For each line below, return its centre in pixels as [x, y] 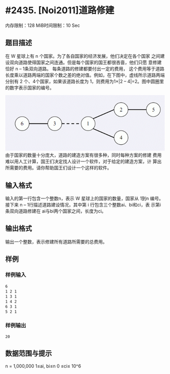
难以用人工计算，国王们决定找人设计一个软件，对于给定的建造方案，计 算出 [83, 161]
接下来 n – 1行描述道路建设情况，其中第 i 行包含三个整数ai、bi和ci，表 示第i [83, 205]
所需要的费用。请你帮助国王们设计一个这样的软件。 [58, 168]
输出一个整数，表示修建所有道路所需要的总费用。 [56, 241]
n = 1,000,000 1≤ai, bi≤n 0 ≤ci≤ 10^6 [43, 366]
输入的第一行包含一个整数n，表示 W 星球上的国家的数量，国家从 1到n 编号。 [84, 198]
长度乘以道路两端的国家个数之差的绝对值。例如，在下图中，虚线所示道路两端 [85, 75]
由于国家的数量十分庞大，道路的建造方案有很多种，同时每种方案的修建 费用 [83, 155]
